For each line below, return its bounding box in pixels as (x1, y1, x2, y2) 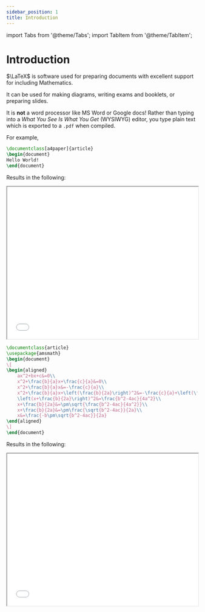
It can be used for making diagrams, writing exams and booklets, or (6, 91, 175, 98)
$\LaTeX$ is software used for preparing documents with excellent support (6, 72, 194, 80)
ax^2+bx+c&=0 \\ (17, 373, 56, 379)
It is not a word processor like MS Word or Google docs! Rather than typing (6, 109, 194, 116)
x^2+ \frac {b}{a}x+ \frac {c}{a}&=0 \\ (17, 379, 107, 385)
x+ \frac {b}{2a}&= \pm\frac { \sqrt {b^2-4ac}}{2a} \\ (17, 407, 143, 413)
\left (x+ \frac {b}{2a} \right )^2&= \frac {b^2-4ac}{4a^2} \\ (17, 395, 162, 402)
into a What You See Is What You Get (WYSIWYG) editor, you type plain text (6, 116, 196, 123)
